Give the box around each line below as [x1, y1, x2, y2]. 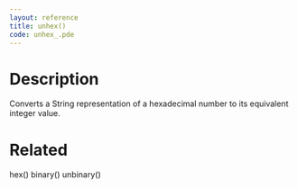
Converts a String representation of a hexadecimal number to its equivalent [9, 98, 289, 109]
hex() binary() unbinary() [9, 169, 101, 180]
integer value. [9, 108, 61, 119]
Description [9, 68, 99, 89]
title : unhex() [9, 22, 67, 31]
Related [9, 139, 68, 160]
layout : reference [9, 13, 79, 22]
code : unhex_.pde [9, 30, 75, 39]
